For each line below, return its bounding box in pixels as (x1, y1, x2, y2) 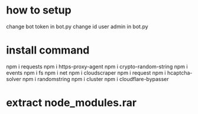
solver (6, 75, 22, 82)
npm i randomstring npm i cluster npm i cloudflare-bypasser (22, 75, 170, 82)
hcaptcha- (167, 69, 193, 76)
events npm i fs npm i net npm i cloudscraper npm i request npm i (6, 69, 166, 76)
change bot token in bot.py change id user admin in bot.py (6, 23, 149, 30)
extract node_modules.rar (6, 96, 137, 109)
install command (6, 43, 90, 57)
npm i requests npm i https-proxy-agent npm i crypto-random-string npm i (6, 63, 188, 70)
